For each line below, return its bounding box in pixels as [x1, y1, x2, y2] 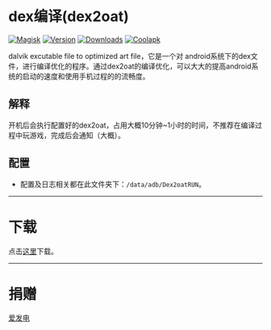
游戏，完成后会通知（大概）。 [29, 130, 125, 140]
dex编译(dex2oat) [8, 7, 129, 26]
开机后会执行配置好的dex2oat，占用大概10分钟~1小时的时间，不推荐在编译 [8, 120, 256, 130]
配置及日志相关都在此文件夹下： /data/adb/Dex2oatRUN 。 [19, 179, 206, 189]
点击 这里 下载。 [8, 246, 58, 256]
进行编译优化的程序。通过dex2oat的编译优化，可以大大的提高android [22, 61, 252, 71]
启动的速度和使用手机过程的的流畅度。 [22, 71, 150, 81]
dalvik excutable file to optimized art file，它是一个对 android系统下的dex [8, 51, 252, 61]
